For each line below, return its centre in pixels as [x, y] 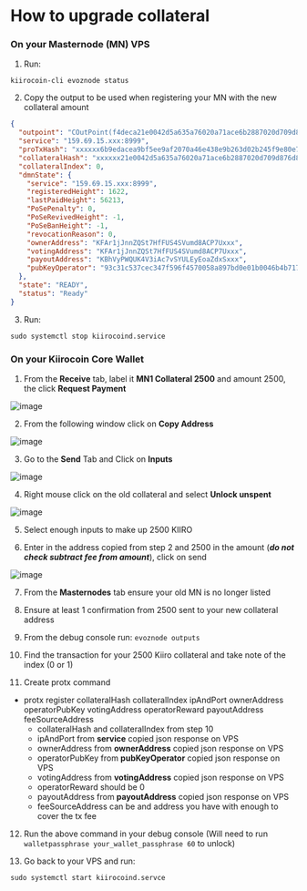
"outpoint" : [41, 133]
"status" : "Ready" [54, 293]
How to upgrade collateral [110, 16]
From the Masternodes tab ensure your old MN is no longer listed [147, 592]
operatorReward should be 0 [91, 787]
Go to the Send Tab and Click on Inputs [98, 459]
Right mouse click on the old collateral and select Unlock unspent [147, 495]
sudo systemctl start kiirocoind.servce [88, 878]
